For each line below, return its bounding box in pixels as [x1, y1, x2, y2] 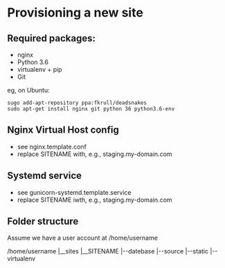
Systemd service [7, 170, 82, 182]
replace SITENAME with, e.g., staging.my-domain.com [17, 150, 172, 158]
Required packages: [7, 32, 96, 44]
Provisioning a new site [7, 5, 144, 21]
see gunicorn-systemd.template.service [17, 188, 132, 196]
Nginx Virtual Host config [7, 124, 119, 136]
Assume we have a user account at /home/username [7, 233, 158, 242]
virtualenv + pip [17, 66, 62, 73]
